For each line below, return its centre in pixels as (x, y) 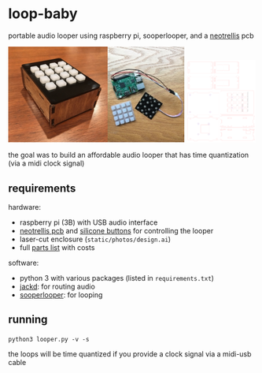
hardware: (25, 207)
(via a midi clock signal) (46, 163)
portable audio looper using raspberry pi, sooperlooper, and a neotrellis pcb (131, 35)
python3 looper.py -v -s (49, 339)
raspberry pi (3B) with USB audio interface (89, 222)
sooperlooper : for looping (61, 295)
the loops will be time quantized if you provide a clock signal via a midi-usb (130, 354)
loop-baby (43, 14)
